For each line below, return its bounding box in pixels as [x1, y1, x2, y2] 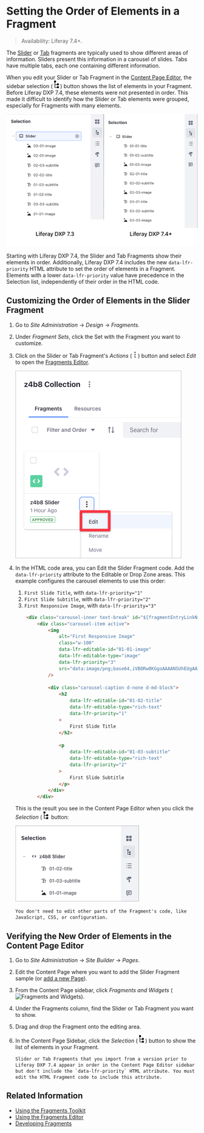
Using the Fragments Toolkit [15, 1107, 86, 1114]
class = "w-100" [58, 640, 95, 646]
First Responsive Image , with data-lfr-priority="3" [24, 601, 157, 609]
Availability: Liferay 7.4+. [21, 37, 83, 44]
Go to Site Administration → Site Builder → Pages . [15, 957, 140, 964]
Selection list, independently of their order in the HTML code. [6, 278, 160, 286]
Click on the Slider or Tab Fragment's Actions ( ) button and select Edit [15, 352, 196, 359]
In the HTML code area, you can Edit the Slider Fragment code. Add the [15, 564, 194, 572]
